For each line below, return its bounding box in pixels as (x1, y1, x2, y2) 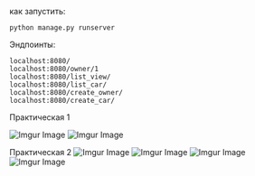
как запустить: (9, 6, 66, 16)
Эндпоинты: (9, 39, 56, 50)
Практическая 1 (9, 112, 71, 123)
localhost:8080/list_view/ (9, 72, 111, 81)
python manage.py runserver (9, 23, 116, 32)
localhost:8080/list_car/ (9, 80, 107, 89)
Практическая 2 (9, 147, 72, 157)
